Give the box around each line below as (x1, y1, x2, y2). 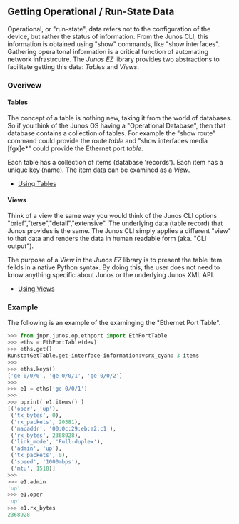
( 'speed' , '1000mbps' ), (10, 458, 81, 466)
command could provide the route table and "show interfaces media (7, 136, 208, 145)
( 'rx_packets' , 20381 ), (10, 418, 81, 426)
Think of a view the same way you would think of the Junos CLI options (7, 212, 218, 220)
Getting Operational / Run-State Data (7, 6, 175, 18)
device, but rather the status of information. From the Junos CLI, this (7, 32, 209, 41)
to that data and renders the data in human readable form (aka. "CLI (7, 235, 207, 243)
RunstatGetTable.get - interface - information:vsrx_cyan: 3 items (7, 352, 200, 359)
